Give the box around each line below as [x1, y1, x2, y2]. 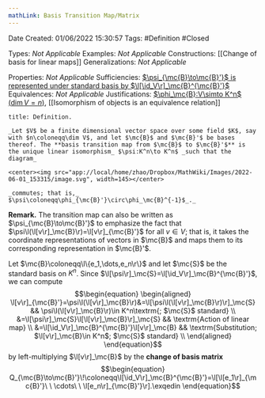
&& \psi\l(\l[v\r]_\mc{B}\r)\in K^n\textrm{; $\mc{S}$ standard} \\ [30, 306, 236, 316]
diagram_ [8, 154, 37, 162]
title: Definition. [8, 112, 73, 121]
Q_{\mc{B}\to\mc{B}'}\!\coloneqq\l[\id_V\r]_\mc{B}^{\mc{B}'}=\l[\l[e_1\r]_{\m [9, 373, 257, 382]
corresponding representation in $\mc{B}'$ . [8, 243, 152, 253]
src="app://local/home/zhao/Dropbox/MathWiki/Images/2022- [54, 168, 253, 176]
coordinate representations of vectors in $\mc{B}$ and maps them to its [8, 235, 244, 244]
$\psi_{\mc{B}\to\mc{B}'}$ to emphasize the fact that [8, 218, 182, 228]
